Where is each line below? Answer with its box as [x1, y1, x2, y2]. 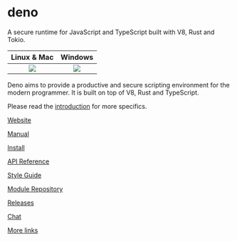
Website [7, 115, 32, 124]
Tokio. [7, 35, 26, 43]
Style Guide [7, 171, 42, 179]
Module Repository [7, 184, 63, 193]
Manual [7, 129, 30, 138]
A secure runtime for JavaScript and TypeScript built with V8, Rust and [7, 28, 215, 36]
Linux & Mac [11, 52, 54, 62]
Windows [60, 52, 94, 62]
